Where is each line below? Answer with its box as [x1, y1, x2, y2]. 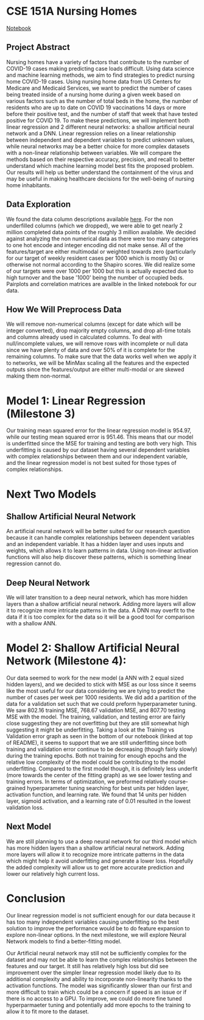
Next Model [6, 822, 52, 832]
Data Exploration [6, 199, 71, 210]
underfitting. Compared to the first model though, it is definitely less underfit [6, 765, 198, 772]
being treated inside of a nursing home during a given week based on [6, 90, 181, 98]
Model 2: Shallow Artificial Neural [6, 641, 180, 655]
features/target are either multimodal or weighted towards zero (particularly [6, 248, 196, 255]
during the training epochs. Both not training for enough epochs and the [6, 752, 187, 760]
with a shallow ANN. [6, 620, 57, 627]
